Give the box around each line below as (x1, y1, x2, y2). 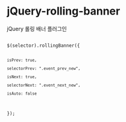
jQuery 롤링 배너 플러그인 (7, 25, 67, 32)
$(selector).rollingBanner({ (7, 42, 80, 49)
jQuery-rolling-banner (7, 4, 121, 18)
